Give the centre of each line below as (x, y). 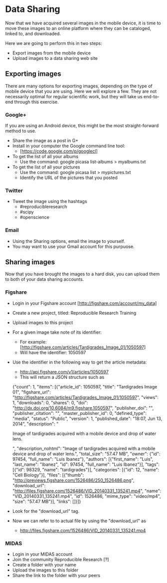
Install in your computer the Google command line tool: (69, 146)
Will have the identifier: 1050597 (53, 352)
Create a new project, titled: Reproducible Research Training (74, 313)
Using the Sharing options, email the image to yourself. (69, 241)
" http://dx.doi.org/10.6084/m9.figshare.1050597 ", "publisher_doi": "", (83, 408)
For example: (33, 342)
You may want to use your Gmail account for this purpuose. (73, 246)
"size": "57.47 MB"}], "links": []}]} (47, 501)
